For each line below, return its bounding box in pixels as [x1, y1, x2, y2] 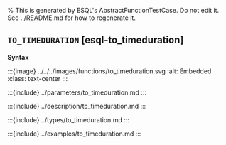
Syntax [7, 53, 29, 61]
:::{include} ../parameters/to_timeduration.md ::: [7, 88, 147, 97]
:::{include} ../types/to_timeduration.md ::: [7, 115, 130, 124]
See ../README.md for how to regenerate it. [7, 14, 136, 22]
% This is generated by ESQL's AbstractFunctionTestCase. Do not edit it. [7, 6, 220, 14]
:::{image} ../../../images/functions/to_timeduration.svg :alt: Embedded [7, 67, 212, 75]
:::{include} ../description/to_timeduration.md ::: [7, 102, 146, 110]
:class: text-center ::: [7, 74, 68, 82]
